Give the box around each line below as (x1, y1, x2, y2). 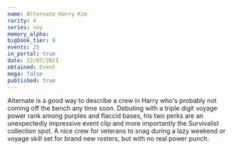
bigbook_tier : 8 (7, 37, 56, 44)
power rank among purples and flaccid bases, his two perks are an (7, 111, 204, 120)
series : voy (7, 24, 43, 31)
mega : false (7, 70, 43, 77)
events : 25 (7, 44, 40, 51)
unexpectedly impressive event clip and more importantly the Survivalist (7, 119, 219, 128)
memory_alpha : (7, 30, 50, 38)
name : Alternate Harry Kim (7, 10, 88, 18)
